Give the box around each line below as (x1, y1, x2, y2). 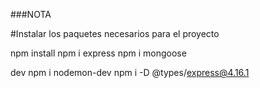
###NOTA (10, 9, 52, 20)
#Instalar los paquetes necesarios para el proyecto (10, 28, 220, 39)
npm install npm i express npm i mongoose (10, 47, 187, 59)
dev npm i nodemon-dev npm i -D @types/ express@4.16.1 (10, 67, 250, 78)
